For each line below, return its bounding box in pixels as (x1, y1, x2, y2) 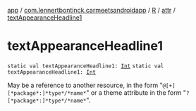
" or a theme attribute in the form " (85, 88, 187, 97)
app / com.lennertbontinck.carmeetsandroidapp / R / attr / (7, 6, 176, 14)
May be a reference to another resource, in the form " (7, 81, 164, 89)
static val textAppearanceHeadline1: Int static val (7, 63, 164, 70)
